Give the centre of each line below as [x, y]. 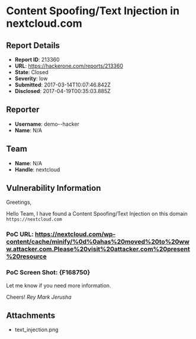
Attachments [31, 316]
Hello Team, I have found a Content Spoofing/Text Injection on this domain [97, 214]
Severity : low [31, 79]
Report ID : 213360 [37, 60]
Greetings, [19, 202]
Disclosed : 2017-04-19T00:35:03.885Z [62, 91]
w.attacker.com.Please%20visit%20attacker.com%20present [98, 249]
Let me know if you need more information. [59, 285]
